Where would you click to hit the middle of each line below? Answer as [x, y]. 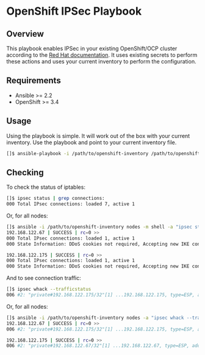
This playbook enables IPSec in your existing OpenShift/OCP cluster [92, 48]
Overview [25, 34]
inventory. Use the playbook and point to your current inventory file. [92, 142]
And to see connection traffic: [44, 278]
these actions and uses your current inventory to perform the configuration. [101, 61]
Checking [25, 172]
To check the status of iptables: [46, 187]
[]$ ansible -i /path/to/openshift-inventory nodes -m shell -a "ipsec [99, 227]
